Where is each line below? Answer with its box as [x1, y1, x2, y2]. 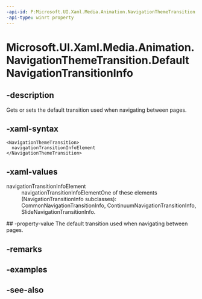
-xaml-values [6, 167, 58, 177]
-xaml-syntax [6, 123, 59, 133]
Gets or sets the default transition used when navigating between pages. [6, 106, 187, 114]
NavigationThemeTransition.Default [6, 53, 190, 67]
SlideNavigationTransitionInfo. [21, 208, 96, 216]
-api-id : [6, 8, 28, 15]
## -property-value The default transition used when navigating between [6, 220, 188, 227]
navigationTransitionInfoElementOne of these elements [21, 189, 158, 196]
